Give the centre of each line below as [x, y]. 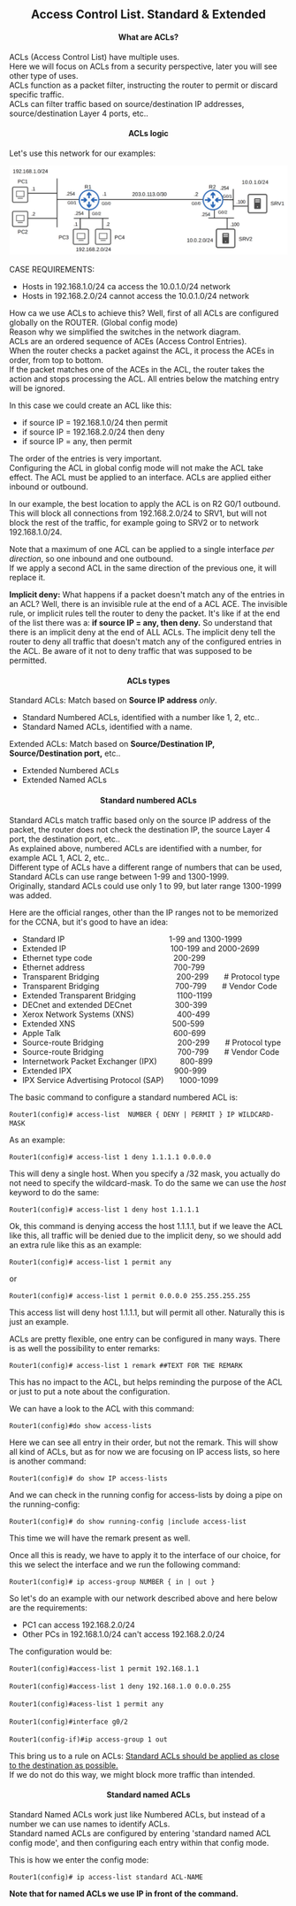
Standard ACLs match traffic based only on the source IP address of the [140, 820]
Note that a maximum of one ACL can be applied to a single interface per [142, 550]
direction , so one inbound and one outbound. [91, 559]
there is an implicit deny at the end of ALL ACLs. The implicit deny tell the [142, 633]
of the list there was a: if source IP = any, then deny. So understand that [141, 623]
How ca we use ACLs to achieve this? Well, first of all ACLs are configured [144, 313]
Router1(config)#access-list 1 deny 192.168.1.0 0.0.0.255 [120, 1686]
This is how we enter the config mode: [79, 1860]
